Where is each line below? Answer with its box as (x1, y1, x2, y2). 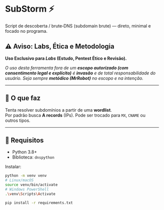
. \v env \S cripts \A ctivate (5, 191, 56, 196)
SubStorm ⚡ (5, 3, 55, 15)
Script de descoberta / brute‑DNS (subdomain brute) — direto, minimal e (5, 23, 151, 29)
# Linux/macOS (5, 178, 34, 183)
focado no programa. (5, 28, 48, 34)
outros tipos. (5, 117, 31, 123)
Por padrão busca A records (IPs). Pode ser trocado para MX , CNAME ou (5, 112, 145, 118)
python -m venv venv (5, 173, 47, 178)
